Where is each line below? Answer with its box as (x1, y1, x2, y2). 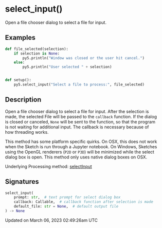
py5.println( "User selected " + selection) (22, 65, 112, 70)
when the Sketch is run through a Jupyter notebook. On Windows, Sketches (5, 143, 157, 149)
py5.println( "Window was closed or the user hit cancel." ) (22, 55, 145, 60)
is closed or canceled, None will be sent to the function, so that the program (5, 119, 156, 124)
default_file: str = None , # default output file (14, 204, 119, 209)
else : (14, 60, 25, 65)
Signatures (5, 177, 39, 186)
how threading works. (5, 129, 49, 135)
